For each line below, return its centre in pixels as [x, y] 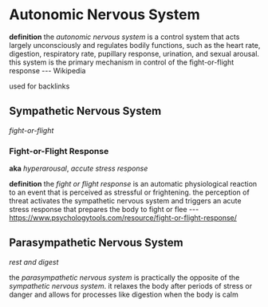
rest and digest [34, 262]
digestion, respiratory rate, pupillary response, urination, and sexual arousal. [134, 53]
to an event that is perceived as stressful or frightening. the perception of [129, 192]
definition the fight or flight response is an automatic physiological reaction [133, 184]
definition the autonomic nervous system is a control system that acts [124, 37]
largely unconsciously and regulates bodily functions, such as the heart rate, [135, 45]
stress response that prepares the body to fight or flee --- [104, 210]
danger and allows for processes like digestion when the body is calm [124, 294]
